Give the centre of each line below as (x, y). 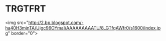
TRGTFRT (26, 9)
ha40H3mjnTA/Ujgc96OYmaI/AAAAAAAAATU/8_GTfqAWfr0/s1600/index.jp (83, 27)
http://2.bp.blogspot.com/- (56, 22)
